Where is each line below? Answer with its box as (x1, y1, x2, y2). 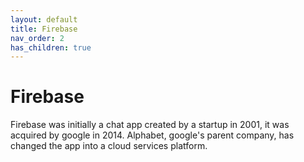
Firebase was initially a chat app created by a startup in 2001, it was (10, 119, 290, 131)
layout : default (10, 14, 78, 25)
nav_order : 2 (10, 33, 65, 43)
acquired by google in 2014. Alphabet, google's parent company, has (10, 129, 295, 141)
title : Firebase (10, 24, 78, 34)
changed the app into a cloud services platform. (10, 140, 208, 152)
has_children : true (10, 42, 92, 53)
